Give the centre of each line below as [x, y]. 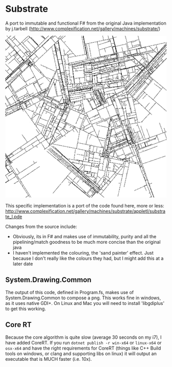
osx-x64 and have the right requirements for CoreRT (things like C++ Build [83, 348]
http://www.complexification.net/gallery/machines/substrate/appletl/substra [85, 211]
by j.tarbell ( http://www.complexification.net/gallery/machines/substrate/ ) [83, 28]
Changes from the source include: [41, 226]
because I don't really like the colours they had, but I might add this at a [88, 258]
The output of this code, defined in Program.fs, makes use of [70, 292]
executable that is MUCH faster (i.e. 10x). [49, 359]
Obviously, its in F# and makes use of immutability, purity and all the [84, 236]
